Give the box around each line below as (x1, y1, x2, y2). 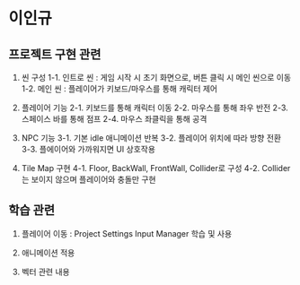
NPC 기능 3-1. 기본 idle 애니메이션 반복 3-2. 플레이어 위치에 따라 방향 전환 (21, 133, 282, 143)
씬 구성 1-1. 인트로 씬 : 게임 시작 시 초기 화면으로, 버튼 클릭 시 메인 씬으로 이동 (21, 73, 292, 82)
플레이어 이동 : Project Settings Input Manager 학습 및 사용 (21, 228, 233, 238)
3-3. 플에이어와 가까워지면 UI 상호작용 (21, 144, 156, 154)
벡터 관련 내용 (21, 266, 70, 277)
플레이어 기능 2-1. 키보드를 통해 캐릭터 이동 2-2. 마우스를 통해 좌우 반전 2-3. (21, 102, 288, 113)
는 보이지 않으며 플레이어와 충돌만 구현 (21, 174, 156, 185)
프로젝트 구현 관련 (8, 47, 101, 62)
